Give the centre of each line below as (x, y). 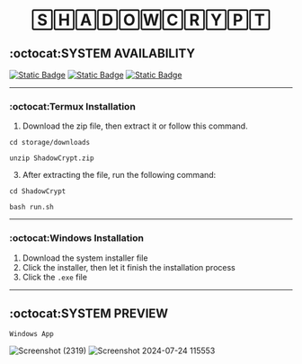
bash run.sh (31, 208)
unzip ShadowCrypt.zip (52, 158)
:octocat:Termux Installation (73, 106)
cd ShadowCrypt (38, 191)
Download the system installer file (85, 258)
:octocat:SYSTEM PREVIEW (89, 313)
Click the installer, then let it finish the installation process (129, 267)
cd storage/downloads (50, 143)
